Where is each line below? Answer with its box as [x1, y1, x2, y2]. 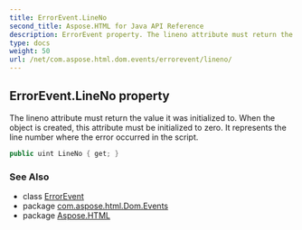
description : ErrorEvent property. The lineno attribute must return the [9, 30, 294, 39]
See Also [9, 170, 50, 183]
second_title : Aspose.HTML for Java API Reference [9, 22, 204, 31]
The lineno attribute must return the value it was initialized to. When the [9, 112, 276, 123]
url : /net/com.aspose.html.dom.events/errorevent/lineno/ [9, 55, 232, 64]
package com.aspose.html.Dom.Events [22, 200, 169, 211]
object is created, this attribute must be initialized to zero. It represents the [9, 122, 287, 133]
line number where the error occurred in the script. [9, 132, 199, 143]
